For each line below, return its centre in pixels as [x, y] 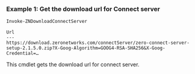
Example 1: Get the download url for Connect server [83, 9]
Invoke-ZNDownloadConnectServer [47, 22]
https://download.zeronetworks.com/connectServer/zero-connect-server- [98, 43]
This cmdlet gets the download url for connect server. [73, 64]
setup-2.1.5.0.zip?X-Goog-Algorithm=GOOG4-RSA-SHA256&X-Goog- [86, 48]
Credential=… [23, 54]
